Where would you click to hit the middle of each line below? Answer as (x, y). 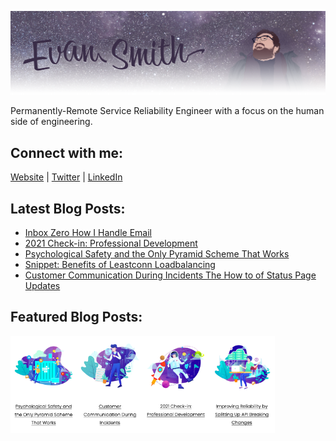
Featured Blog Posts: (76, 317)
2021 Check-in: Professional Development (111, 243)
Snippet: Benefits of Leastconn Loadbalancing (120, 264)
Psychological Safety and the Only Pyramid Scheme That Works (157, 253)
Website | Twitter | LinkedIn (66, 177)
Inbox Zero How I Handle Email (88, 232)
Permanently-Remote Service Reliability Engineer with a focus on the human (167, 111)
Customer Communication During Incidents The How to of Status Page (170, 275)
